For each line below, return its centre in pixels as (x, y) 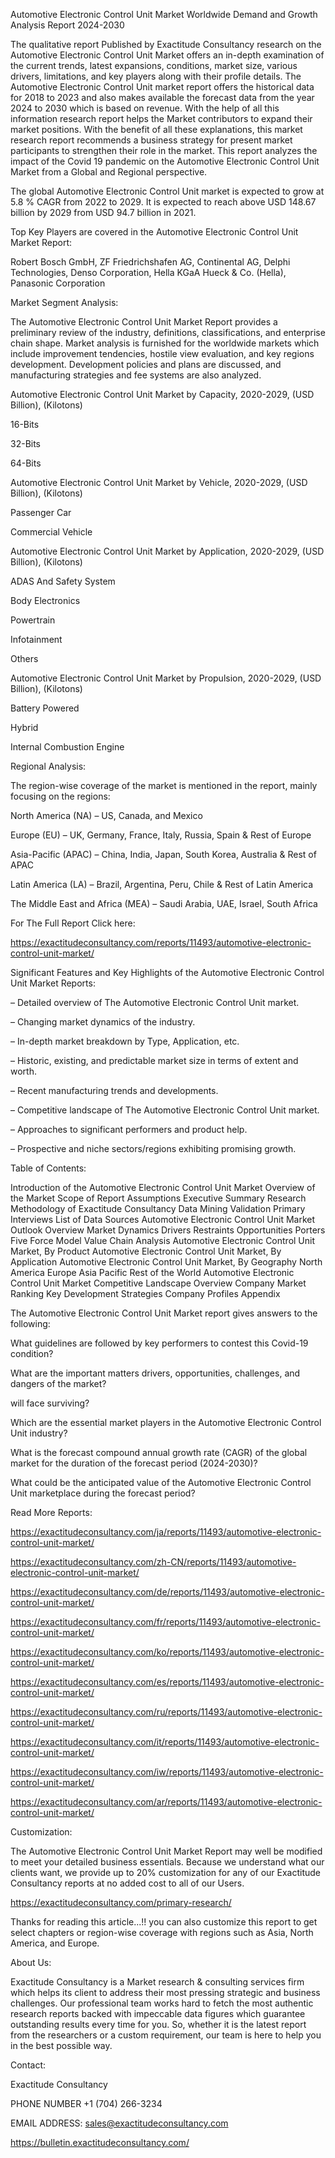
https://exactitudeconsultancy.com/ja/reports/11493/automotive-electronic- (166, 1532)
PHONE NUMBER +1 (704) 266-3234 (86, 2103)
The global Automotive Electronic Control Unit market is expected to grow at (167, 191)
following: (30, 1323)
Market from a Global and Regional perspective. (109, 172)
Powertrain (33, 620)
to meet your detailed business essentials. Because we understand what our (167, 1862)
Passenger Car (41, 512)
